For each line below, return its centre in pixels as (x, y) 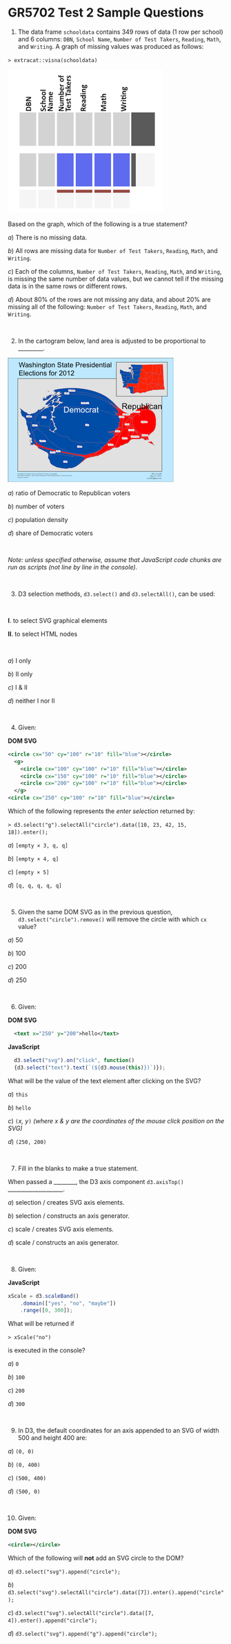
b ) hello (20, 1107)
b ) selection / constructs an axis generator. (69, 1216)
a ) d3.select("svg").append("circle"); (64, 1572)
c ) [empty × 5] (29, 872)
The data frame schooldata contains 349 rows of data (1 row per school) (120, 32)
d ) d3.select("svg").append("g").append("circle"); (83, 1634)
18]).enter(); (28, 832)
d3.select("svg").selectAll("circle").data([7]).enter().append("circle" (116, 1593)
